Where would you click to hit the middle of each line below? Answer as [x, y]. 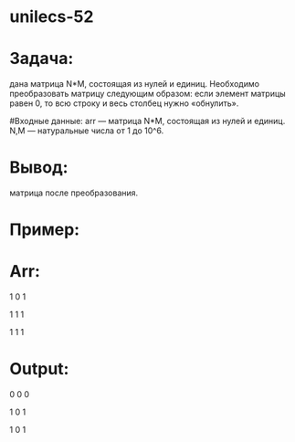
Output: [39, 369]
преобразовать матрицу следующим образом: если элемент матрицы [147, 94]
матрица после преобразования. [74, 193]
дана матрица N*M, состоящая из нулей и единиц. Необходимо [135, 84]
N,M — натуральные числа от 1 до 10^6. [87, 131]
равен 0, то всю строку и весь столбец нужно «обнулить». [124, 103]
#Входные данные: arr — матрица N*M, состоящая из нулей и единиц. [147, 121]
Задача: [42, 59]
